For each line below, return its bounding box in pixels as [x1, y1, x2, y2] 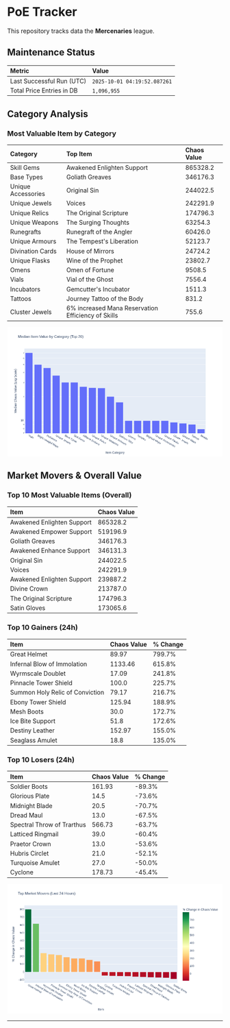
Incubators [10, 285, 41, 293]
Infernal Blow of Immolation [10, 659, 88, 668]
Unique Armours [10, 237, 57, 245]
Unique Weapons [10, 218, 59, 226]
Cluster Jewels [10, 308, 52, 316]
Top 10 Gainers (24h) [7, 623, 79, 633]
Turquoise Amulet [10, 859, 60, 867]
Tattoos [10, 294, 32, 302]
